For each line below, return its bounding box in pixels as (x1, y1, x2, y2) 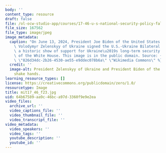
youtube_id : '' (9, 140, 41, 146)
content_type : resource (5, 12, 54, 17)
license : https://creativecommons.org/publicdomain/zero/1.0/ (5, 80, 136, 85)
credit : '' (9, 62, 32, 67)
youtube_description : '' (9, 136, 61, 141)
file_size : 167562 (5, 26, 43, 31)
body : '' (5, 7, 23, 12)
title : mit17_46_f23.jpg (5, 90, 56, 95)
